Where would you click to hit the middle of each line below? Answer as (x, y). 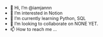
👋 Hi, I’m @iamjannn (31, 8)
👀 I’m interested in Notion (36, 13)
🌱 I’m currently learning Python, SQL (48, 18)
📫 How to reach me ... (33, 29)
